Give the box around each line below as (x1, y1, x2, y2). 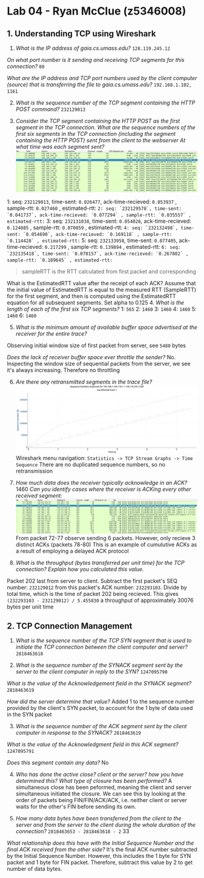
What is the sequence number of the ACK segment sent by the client (15, 722, 187, 729)
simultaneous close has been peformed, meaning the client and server (15, 783, 192, 791)
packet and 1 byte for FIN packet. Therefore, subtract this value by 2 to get (7, 859, 193, 866)
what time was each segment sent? (15, 143, 105, 150)
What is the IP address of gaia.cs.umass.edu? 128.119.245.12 (15, 44, 171, 52)
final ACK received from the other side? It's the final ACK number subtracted (7, 845, 197, 853)
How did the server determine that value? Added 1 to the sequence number (7, 698, 195, 705)
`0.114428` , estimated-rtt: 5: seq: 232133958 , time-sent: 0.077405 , (7, 237, 178, 244)
